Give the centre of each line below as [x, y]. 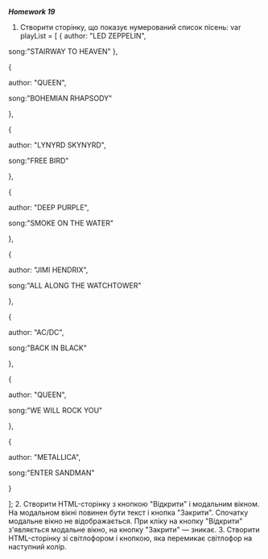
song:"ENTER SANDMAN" [52, 473]
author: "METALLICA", [45, 457]
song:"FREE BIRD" [39, 161]
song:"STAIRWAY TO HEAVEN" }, [63, 51]
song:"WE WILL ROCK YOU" [56, 410]
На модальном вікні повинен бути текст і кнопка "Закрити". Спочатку [128, 512]
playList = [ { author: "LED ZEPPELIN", [83, 36]
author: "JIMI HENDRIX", [48, 270]
